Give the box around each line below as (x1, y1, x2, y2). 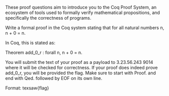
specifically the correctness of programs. (5, 15, 92, 21)
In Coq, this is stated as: (5, 40, 56, 46)
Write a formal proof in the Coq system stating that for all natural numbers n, (5, 25, 164, 31)
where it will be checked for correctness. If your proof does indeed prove (5, 65, 158, 70)
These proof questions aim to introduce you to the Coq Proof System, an (5, 5, 157, 10)
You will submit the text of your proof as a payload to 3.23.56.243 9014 (5, 59, 153, 65)
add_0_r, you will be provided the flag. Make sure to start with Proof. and (5, 70, 156, 76)
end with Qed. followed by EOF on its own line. (5, 75, 103, 81)
